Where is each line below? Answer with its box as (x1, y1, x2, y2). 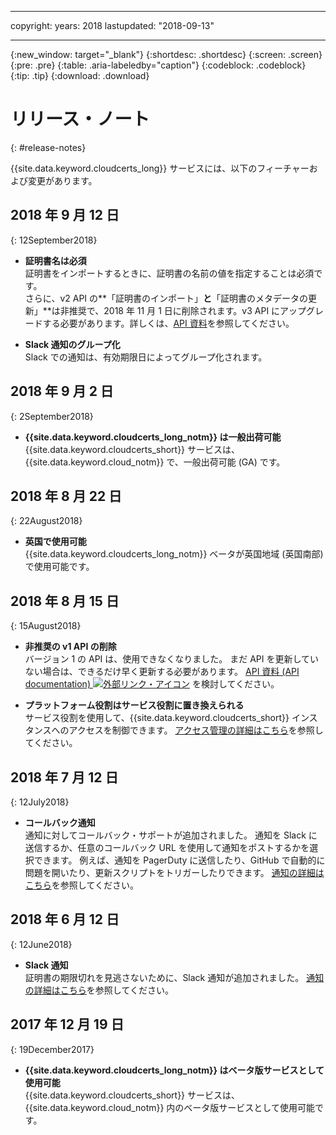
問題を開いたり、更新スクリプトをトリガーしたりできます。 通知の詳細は (24, 867, 325, 878)
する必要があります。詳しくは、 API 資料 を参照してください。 (42, 317, 295, 329)
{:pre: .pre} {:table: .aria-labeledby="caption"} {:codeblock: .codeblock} (10, 59, 307, 71)
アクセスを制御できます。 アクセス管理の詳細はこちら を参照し (68, 724, 324, 736)
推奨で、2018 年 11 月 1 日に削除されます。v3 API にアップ (68, 304, 307, 316)
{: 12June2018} (10, 938, 73, 950)
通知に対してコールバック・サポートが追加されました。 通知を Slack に (24, 829, 318, 841)
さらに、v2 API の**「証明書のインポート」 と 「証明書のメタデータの (24, 292, 309, 304)
